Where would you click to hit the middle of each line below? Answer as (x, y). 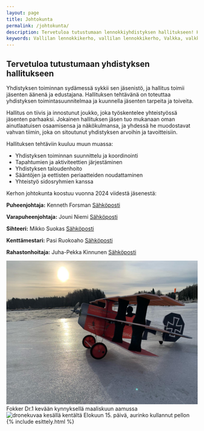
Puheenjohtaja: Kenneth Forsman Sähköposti (63, 205)
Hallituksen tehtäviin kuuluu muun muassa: (60, 143)
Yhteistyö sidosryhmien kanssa (54, 181)
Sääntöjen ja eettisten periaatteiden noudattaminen (79, 175)
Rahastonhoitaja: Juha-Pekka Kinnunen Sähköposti (71, 252)
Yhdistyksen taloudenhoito (49, 168)
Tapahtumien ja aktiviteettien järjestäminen (69, 162)
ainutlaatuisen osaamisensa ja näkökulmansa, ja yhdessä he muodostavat (98, 125)
